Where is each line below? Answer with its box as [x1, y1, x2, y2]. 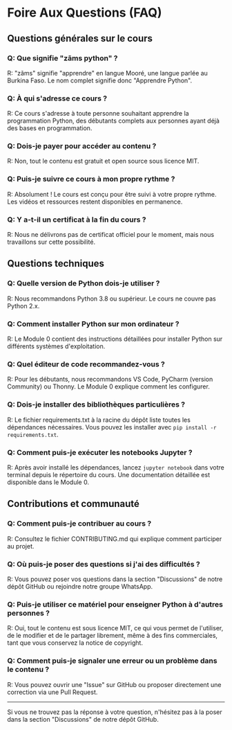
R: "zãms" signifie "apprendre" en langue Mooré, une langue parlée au [7, 69, 209, 77]
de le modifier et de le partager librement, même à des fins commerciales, [7, 632, 218, 640]
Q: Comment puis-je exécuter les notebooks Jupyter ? [7, 447, 193, 457]
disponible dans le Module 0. [7, 478, 90, 486]
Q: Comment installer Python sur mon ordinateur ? [7, 319, 180, 328]
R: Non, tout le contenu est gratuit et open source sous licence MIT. [7, 157, 200, 166]
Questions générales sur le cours [7, 33, 153, 44]
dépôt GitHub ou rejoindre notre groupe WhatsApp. [7, 582, 153, 590]
